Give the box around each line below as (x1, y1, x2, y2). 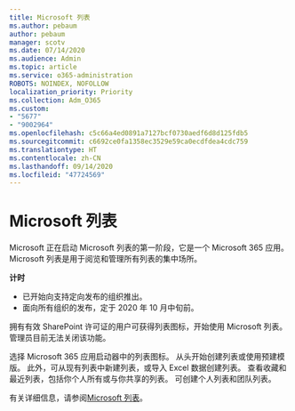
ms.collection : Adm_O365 (9, 95, 101, 105)
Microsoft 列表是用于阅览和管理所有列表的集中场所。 (9, 254, 203, 264)
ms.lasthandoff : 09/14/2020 (9, 162, 114, 171)
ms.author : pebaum (9, 21, 77, 30)
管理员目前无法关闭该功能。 (9, 333, 111, 343)
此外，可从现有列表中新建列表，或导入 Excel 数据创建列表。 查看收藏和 (26, 362, 287, 374)
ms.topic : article (9, 63, 77, 72)
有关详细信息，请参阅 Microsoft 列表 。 (9, 392, 148, 403)
